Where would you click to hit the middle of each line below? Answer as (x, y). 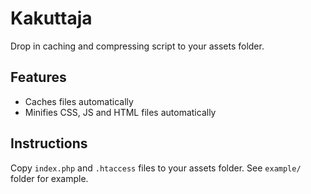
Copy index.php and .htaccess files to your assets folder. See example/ (156, 168)
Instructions (49, 143)
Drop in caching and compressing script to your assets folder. (137, 46)
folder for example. (49, 178)
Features (38, 77)
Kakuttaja (51, 18)
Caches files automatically (79, 101)
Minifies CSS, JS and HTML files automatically (120, 112)
